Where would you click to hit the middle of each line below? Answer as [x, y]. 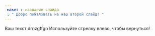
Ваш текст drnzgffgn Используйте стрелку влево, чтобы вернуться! [77, 28]
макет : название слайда [33, 10]
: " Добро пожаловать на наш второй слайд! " [55, 14]
